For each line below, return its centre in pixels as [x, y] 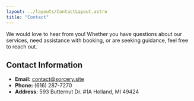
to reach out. [22, 46]
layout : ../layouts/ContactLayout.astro [57, 12]
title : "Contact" [28, 17]
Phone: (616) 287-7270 [43, 86]
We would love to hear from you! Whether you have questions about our [94, 34]
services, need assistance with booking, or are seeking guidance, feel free [97, 40]
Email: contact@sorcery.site [49, 79]
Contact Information [44, 65]
